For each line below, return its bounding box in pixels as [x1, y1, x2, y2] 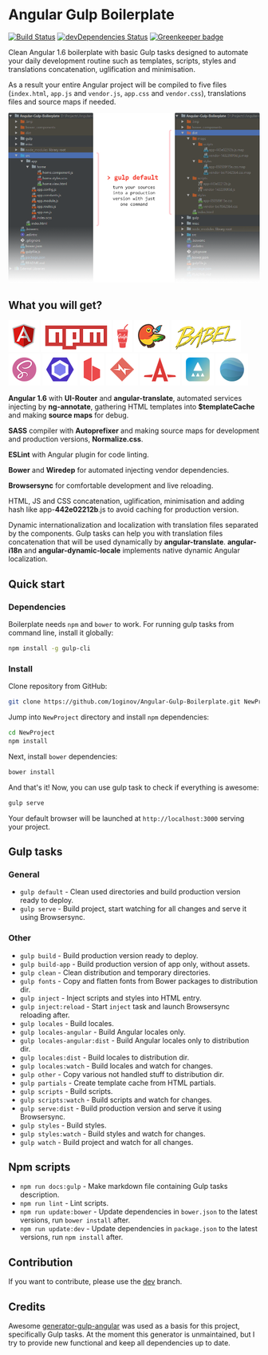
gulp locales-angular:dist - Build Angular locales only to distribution [19, 1036, 250, 1045]
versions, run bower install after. [19, 1215, 131, 1225]
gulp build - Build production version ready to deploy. [19, 950, 199, 960]
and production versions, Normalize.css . [8, 434, 144, 444]
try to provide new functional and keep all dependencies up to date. [8, 1337, 231, 1347]
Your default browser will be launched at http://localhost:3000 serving [8, 813, 245, 823]
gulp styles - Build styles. [19, 1120, 107, 1130]
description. [19, 1190, 60, 1199]
